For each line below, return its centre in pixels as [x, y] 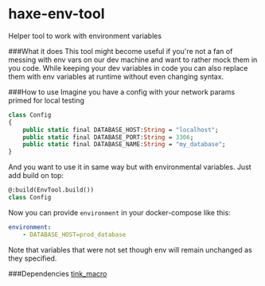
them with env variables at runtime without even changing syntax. [116, 76]
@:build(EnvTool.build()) [51, 190]
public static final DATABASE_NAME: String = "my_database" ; [124, 145]
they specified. [33, 258]
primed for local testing [47, 100]
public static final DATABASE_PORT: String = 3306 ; [108, 137]
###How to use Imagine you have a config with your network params [122, 91]
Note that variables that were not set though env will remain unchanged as [130, 249]
